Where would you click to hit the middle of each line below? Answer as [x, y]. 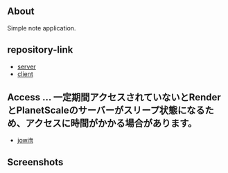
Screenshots [35, 162]
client [25, 74]
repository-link [40, 50]
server [26, 66]
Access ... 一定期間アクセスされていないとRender [114, 97]
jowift [25, 140]
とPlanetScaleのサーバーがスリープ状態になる [106, 110]
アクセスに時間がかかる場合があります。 [111, 124]
